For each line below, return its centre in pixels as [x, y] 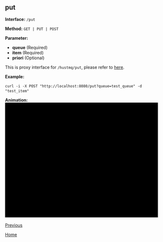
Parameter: [16, 38]
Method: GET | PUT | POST [32, 29]
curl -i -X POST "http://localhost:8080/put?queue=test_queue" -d [73, 86]
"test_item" [17, 91]
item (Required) [28, 52]
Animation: [16, 100]
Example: [15, 76]
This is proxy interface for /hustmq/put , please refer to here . [65, 67]
